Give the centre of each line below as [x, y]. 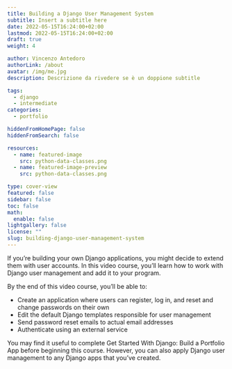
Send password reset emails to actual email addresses [95, 322]
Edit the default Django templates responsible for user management [114, 315]
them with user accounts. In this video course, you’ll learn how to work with [115, 265]
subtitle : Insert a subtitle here [57, 20]
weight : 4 [22, 46]
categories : [24, 110]
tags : [15, 91]
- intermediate [35, 104]
